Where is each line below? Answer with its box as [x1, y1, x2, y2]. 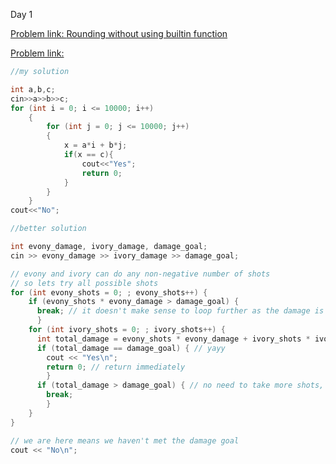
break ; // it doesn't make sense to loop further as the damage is [36, 306, 325, 316]
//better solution [10, 224, 87, 234]
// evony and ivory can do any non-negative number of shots [10, 269, 271, 279]
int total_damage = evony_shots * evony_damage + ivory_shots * [36, 334, 311, 344]
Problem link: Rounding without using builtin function [10, 28, 228, 39]
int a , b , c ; [10, 84, 56, 94]
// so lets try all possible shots [10, 278, 159, 288]
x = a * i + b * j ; [63, 140, 128, 151]
